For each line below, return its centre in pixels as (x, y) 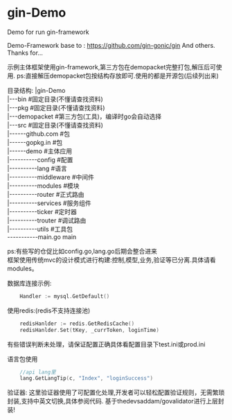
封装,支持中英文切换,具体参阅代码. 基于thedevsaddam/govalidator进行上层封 (116, 401)
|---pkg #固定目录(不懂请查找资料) (56, 107)
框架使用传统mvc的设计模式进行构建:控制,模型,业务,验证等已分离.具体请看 (111, 260)
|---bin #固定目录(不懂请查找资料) (55, 99)
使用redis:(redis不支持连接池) (49, 310)
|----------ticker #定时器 (42, 211)
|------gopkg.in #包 (35, 142)
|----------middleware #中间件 (51, 177)
